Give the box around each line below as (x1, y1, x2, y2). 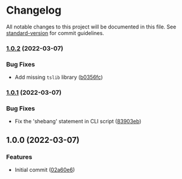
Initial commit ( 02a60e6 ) (14, 167, 75, 174)
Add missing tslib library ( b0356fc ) (14, 73, 103, 81)
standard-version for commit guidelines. (6, 29, 104, 36)
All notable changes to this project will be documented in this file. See (6, 23, 177, 30)
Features (6, 152, 33, 161)
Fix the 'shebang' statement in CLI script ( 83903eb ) (14, 118, 142, 125)
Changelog (6, 4, 62, 17)
